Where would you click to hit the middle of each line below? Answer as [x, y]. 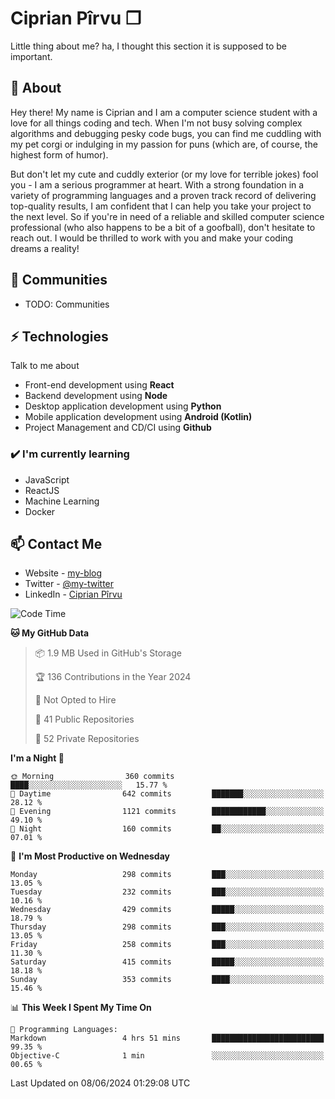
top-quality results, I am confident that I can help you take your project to [161, 206]
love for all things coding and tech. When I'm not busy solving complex [156, 123]
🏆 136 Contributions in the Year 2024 [113, 677]
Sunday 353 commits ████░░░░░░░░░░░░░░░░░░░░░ [167, 980]
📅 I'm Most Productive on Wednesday [90, 856]
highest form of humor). [59, 154]
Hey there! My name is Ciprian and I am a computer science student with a [164, 112]
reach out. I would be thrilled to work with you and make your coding [152, 238]
